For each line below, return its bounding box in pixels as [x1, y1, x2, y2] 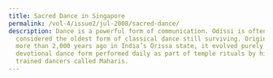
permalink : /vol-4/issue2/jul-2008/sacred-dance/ [8, 19, 180, 28]
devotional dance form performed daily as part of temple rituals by [15, 50, 256, 58]
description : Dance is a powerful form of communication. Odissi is [8, 27, 245, 35]
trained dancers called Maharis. [15, 58, 129, 66]
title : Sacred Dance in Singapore [8, 11, 126, 20]
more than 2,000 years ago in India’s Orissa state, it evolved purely [15, 42, 264, 50]
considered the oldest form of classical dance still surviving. [15, 34, 242, 43]
